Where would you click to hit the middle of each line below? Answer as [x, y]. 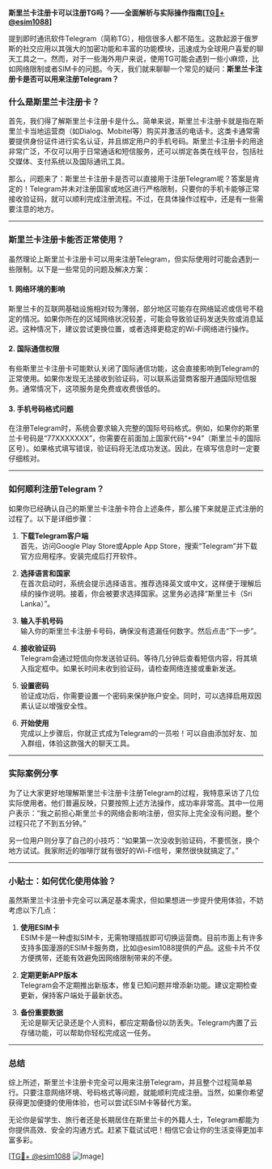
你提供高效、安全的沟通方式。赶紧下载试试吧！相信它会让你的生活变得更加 [132, 1130]
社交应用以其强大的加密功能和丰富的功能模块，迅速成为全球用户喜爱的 [139, 49]
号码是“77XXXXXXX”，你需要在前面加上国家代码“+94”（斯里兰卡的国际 [142, 438]
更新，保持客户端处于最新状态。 [73, 996]
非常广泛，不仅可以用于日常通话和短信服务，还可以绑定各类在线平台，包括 [132, 151]
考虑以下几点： [33, 911]
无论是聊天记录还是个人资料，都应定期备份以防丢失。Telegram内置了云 [138, 1022]
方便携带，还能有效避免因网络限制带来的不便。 [98, 958]
